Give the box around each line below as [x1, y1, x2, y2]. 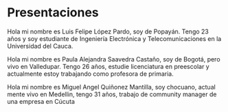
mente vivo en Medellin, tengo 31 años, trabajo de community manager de [7, 90, 217, 98]
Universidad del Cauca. [7, 42, 73, 50]
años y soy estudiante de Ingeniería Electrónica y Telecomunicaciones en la [7, 34, 222, 42]
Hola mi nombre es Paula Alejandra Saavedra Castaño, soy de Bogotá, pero [7, 55, 221, 63]
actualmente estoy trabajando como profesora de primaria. [7, 70, 174, 78]
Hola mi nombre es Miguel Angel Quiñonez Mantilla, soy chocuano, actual [7, 83, 216, 91]
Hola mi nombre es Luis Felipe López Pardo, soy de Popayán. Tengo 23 [7, 27, 209, 36]
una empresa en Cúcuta [7, 97, 76, 105]
